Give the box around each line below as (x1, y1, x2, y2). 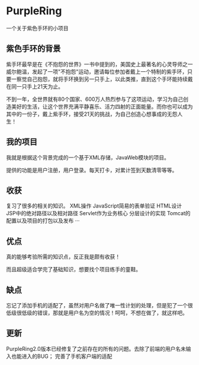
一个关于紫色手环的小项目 (6, 24, 69, 32)
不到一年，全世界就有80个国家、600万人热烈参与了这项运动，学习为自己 (6, 95, 184, 102)
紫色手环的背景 (6, 43, 61, 54)
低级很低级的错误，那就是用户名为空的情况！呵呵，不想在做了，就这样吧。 (6, 309, 188, 316)
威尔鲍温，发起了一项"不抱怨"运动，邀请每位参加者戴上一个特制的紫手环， (6, 68, 188, 75)
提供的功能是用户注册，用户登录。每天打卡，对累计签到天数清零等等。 (6, 166, 178, 174)
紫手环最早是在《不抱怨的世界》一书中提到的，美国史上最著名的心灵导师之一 (6, 61, 193, 68)
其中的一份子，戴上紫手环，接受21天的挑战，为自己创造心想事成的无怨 (6, 110, 178, 117)
